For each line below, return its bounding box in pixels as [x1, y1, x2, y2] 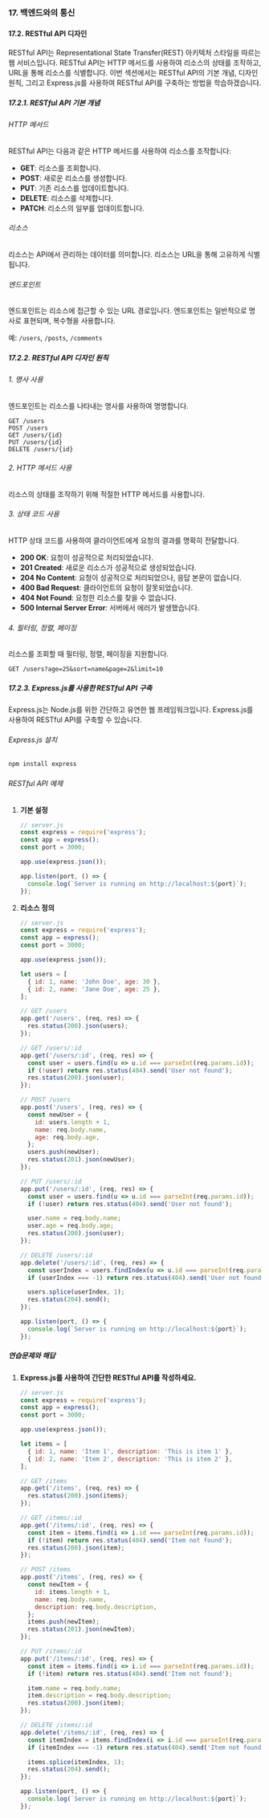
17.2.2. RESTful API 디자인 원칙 [8, 353, 109, 362]
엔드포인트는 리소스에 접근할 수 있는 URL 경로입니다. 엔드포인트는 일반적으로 [8, 306, 247, 316]
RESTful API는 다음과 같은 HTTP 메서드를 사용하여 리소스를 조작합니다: [8, 146, 231, 156]
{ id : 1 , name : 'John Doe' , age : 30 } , [27, 977, 161, 985]
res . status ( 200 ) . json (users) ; [27, 1022, 128, 1030]
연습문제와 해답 [8, 1351, 56, 1360]
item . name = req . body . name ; [27, 1684, 122, 1692]
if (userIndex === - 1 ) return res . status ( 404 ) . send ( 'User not [27, 1274, 240, 1282]
